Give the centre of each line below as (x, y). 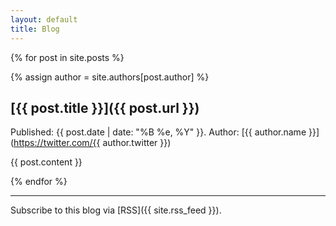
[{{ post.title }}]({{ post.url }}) (105, 107)
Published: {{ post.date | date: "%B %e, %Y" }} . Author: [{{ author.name (158, 132)
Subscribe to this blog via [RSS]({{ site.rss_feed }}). (116, 210)
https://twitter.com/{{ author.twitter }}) (92, 143)
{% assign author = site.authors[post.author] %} (110, 77)
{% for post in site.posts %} (67, 57)
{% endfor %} (39, 182)
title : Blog (35, 29)
